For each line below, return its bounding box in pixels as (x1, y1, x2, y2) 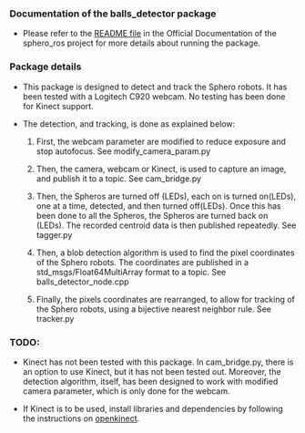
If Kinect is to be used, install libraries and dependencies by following (22, 403, 284, 414)
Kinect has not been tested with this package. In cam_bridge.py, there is (22, 356, 294, 367)
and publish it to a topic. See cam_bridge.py (36, 172, 202, 184)
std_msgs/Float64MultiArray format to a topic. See (36, 266, 227, 277)
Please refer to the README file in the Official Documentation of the (22, 28, 278, 39)
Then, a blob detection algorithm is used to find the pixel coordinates (36, 247, 295, 258)
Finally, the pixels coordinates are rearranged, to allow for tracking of (36, 294, 296, 304)
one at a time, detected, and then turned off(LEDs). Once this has (36, 200, 281, 211)
